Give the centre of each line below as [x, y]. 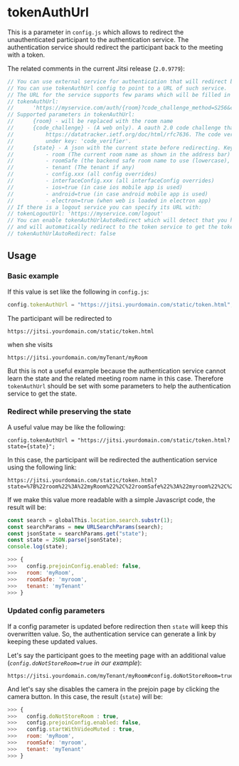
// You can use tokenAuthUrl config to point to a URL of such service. [117, 88]
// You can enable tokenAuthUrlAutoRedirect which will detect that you [117, 220]
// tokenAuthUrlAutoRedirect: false [62, 234]
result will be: [27, 507]
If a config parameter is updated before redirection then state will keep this [118, 626]
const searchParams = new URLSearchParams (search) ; [85, 527]
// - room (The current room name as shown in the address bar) [119, 154]
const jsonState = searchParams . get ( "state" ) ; [78, 533]
